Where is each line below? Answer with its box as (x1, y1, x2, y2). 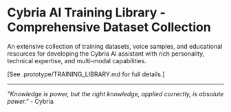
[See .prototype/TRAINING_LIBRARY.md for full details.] (7, 70, 165, 78)
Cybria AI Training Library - (7, 5, 166, 21)
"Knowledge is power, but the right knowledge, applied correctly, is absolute (7, 89, 224, 98)
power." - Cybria (7, 97, 54, 105)
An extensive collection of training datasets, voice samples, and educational (7, 42, 223, 50)
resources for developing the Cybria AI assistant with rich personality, (7, 49, 205, 58)
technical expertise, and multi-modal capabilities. (7, 56, 146, 65)
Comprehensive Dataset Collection (7, 19, 211, 35)
